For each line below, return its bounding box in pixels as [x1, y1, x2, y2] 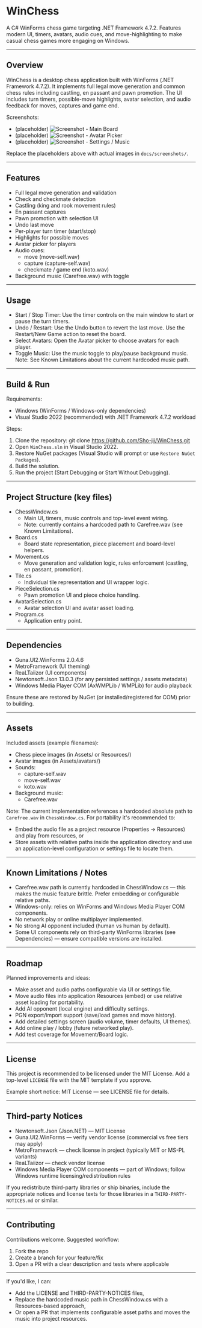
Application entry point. [23, 617, 82, 624]
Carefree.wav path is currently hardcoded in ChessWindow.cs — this [14, 884, 186, 891]
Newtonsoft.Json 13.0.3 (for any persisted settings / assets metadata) [14, 675, 188, 682]
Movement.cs [14, 553, 49, 560]
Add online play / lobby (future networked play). [14, 1025, 134, 1032]
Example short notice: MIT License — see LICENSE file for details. [6, 1088, 170, 1096]
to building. [6, 700, 34, 707]
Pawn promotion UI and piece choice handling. [23, 591, 140, 599]
